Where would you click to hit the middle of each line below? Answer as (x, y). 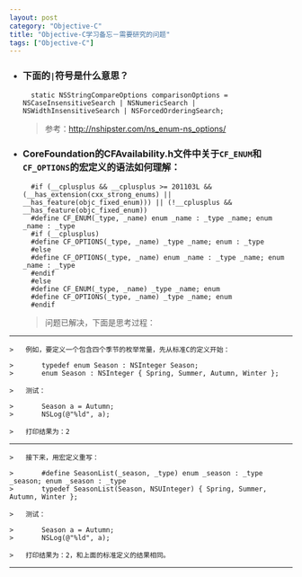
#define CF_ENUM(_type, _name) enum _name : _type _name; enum (151, 218)
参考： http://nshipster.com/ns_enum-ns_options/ (135, 129)
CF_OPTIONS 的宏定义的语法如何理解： (101, 167)
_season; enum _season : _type (68, 481)
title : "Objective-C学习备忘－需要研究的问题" (90, 34)
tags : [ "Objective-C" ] (52, 43)
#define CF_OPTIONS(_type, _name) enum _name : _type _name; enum (158, 257)
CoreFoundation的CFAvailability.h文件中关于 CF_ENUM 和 (142, 154)
